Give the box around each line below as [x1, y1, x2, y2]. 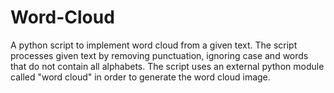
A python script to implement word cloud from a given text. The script [10, 39, 298, 51]
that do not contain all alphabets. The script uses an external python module [10, 60, 325, 72]
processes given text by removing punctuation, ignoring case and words [10, 49, 309, 61]
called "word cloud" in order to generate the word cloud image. [10, 71, 271, 83]
